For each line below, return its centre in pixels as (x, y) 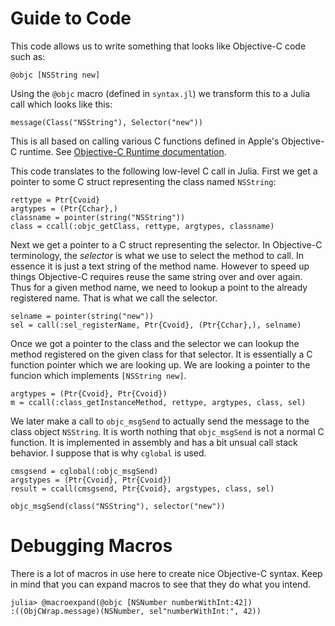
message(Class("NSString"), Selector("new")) (106, 122)
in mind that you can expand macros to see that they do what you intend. (160, 584)
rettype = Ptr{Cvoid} (55, 200)
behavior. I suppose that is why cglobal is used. (108, 453)
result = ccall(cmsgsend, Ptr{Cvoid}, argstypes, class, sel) (142, 488)
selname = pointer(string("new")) (82, 316)
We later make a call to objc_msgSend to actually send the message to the (160, 421)
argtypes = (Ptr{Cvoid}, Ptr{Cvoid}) (89, 393)
